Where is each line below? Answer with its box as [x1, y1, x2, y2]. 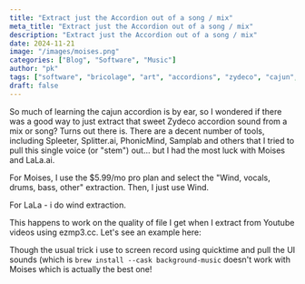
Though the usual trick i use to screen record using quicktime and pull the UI [9, 244, 296, 255]
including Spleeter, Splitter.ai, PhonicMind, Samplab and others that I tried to [9, 135, 295, 146]
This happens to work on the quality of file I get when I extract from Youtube [9, 217, 295, 228]
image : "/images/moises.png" [9, 47, 120, 56]
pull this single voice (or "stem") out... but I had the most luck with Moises [9, 145, 286, 156]
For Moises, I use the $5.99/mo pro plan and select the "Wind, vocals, [9, 172, 271, 183]
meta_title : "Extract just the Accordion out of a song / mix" [9, 22, 254, 31]
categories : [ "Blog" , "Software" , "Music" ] [9, 56, 177, 65]
